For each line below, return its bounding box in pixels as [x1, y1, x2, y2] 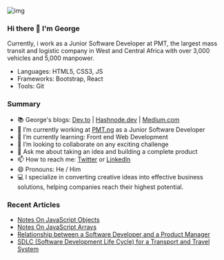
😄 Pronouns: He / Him [17, 165, 81, 173]
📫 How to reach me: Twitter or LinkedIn [17, 155, 131, 163]
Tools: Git [17, 82, 45, 90]
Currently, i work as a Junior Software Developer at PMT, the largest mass [7, 39, 218, 48]
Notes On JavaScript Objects [17, 215, 100, 223]
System [17, 245, 39, 253]
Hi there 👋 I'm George [7, 23, 81, 33]
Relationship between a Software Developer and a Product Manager [17, 230, 210, 238]
